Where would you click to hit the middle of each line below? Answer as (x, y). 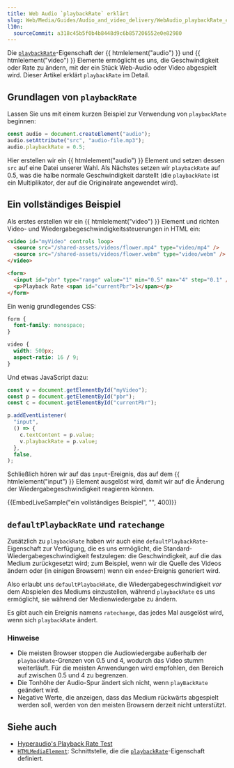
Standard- (178, 548)
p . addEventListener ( (37, 415)
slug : (15, 20)
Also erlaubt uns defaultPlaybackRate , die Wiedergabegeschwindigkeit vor (115, 584)
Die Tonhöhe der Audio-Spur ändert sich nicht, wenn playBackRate (112, 683)
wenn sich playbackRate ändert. (53, 620)
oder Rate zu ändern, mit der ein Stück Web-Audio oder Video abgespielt (112, 68)
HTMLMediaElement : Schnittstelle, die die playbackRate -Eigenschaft (111, 751)
